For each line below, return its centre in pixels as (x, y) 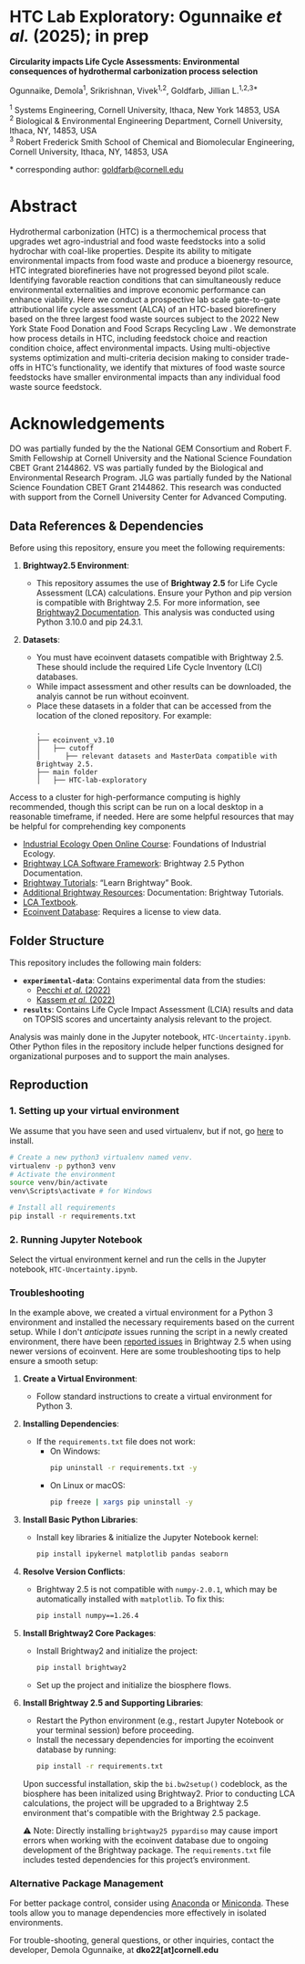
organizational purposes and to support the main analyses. (120, 1056)
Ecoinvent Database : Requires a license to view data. (122, 912)
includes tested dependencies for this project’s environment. (136, 1859)
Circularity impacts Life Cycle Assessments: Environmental (124, 61)
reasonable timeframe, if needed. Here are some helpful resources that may (152, 817)
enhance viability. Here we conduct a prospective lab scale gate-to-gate (145, 299)
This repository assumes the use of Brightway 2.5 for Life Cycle (157, 583)
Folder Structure (57, 941)
